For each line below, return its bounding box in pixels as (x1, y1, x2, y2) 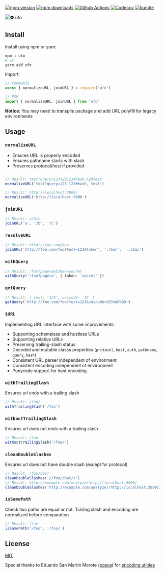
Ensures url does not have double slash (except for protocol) (5, 461, 128, 467)
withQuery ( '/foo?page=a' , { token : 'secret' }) (5, 273, 105, 278)
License (5, 539, 30, 548)
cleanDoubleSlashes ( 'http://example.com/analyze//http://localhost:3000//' (5, 485, 164, 490)
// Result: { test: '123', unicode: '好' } (5, 295, 95, 300)
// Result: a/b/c (5, 216, 41, 222)
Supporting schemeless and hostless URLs (12, 331, 99, 337)
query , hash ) (12, 352, 37, 358)
